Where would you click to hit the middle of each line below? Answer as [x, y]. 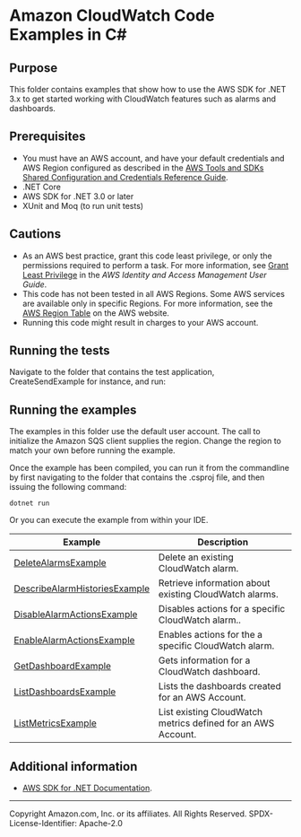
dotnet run [30, 503]
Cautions [35, 234]
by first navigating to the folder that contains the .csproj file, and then [137, 477]
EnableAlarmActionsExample [74, 641]
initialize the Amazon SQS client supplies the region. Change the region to [146, 441]
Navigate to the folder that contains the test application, [112, 372]
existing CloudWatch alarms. [219, 595]
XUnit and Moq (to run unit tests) [83, 205]
